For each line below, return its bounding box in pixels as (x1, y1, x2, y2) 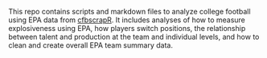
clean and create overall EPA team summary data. (8, 41, 173, 50)
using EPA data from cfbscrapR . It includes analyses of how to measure (8, 15, 245, 25)
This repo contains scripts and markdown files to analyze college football (8, 7, 251, 16)
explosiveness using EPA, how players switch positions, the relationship (8, 24, 246, 33)
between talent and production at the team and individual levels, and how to (8, 32, 260, 41)
